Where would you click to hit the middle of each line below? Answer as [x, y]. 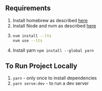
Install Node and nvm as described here [54, 26]
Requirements [28, 8]
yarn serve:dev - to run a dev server [51, 83]
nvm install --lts [32, 36]
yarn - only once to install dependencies [55, 78]
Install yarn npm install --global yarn [53, 50]
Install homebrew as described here [50, 20]
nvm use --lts [27, 40]
